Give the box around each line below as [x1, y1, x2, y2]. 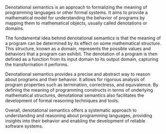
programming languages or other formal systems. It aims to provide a [5, 9, 148, 15]
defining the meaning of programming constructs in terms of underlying [5, 87, 153, 93]
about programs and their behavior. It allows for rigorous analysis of [5, 77, 145, 82]
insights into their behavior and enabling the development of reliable [5, 118, 145, 124]
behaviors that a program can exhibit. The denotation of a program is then [5, 51, 157, 57]
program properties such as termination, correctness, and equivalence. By [5, 82, 158, 88]
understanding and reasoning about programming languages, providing [5, 113, 152, 119]
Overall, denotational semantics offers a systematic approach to [5, 107, 137, 113]
